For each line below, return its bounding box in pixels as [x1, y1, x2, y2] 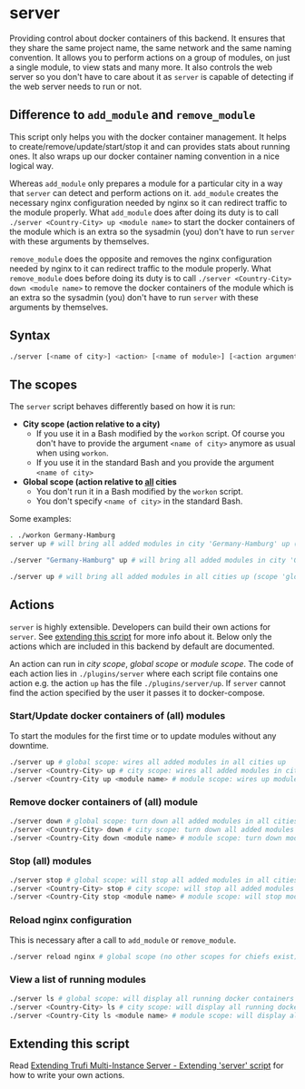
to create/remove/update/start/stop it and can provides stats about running [9, 141, 290, 152]
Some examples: [9, 514, 72, 525]
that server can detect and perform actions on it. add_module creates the [9, 187, 279, 198]
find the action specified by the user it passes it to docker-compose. [9, 687, 265, 698]
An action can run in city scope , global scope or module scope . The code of [9, 658, 294, 669]
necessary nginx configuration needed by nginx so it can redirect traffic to [9, 197, 288, 208]
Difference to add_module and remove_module [9, 107, 256, 123]
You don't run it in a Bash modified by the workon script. [35, 486, 243, 497]
